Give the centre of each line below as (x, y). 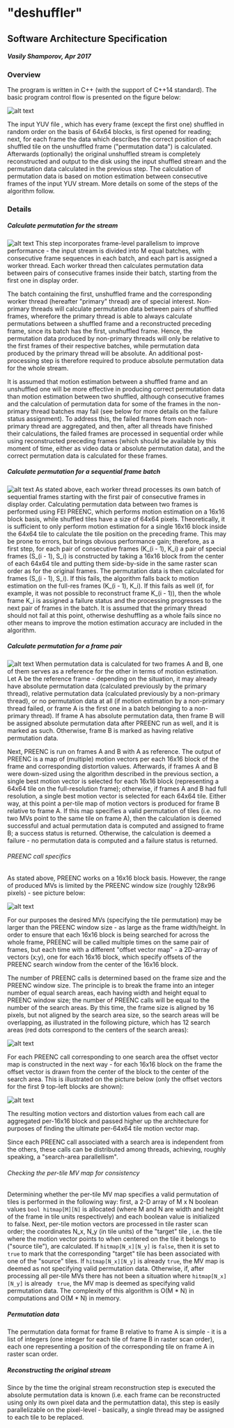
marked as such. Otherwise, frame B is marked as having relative (100, 730)
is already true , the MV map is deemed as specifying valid (109, 1284)
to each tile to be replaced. (46, 1418)
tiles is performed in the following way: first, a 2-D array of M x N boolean (113, 1202)
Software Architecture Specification (87, 39)
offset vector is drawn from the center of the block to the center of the (108, 1071)
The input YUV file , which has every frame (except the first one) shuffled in (116, 124)
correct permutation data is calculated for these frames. (88, 456)
